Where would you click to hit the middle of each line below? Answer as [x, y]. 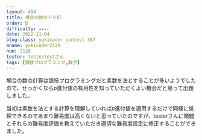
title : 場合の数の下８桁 [34, 17]
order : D [17, 23]
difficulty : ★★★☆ [28, 29]
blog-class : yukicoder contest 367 [51, 40]
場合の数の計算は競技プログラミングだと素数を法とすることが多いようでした [101, 80]
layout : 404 [21, 12]
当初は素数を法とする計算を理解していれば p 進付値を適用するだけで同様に [97, 108]
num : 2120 [19, 51]
